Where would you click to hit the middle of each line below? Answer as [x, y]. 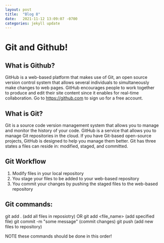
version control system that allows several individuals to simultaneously [77, 83]
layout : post [18, 10]
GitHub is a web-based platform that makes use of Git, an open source [76, 77]
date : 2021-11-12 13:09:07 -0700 [41, 19]
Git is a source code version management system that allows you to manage [82, 125]
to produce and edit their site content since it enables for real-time [72, 93]
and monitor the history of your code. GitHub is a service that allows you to [81, 131]
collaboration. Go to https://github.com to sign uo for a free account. [74, 98]
